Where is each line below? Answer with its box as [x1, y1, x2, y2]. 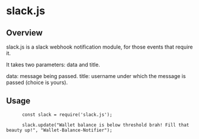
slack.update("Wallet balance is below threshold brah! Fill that [21, 122, 190, 128]
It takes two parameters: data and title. [6, 61, 101, 68]
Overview [6, 28, 43, 38]
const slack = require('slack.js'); [21, 111, 113, 118]
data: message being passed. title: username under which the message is [6, 73, 186, 79]
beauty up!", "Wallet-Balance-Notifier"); [6, 127, 113, 133]
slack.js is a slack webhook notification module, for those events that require [6, 43, 193, 50]
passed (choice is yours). [6, 79, 68, 86]
